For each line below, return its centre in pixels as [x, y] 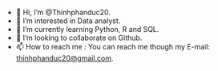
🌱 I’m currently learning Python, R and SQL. [87, 29]
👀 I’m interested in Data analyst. [68, 21]
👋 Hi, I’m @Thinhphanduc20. [63, 12]
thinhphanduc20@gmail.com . [65, 58]
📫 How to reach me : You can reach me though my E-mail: [113, 47]
